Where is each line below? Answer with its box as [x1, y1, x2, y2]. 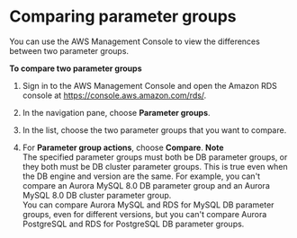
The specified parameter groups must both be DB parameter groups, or [22, 151, 288, 163]
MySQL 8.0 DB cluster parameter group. [22, 190, 172, 200]
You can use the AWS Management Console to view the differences [9, 36, 261, 47]
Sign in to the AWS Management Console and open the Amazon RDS [22, 80, 277, 91]
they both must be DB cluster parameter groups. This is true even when [22, 161, 288, 172]
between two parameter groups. [9, 45, 129, 56]
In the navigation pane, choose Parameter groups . [22, 107, 211, 118]
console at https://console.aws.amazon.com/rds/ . [22, 90, 207, 101]
